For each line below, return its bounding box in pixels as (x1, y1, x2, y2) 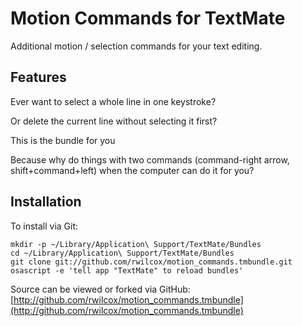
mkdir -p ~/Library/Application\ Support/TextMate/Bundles (10, 239, 262, 249)
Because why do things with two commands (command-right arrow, (10, 153, 290, 166)
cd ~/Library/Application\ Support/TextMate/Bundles (10, 248, 235, 258)
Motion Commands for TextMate (10, 7, 286, 30)
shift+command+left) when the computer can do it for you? (10, 164, 255, 176)
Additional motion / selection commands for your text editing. (10, 40, 263, 52)
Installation (10, 193, 82, 211)
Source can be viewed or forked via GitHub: (10, 283, 191, 295)
